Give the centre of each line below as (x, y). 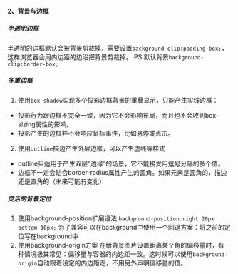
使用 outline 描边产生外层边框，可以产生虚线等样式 (91, 148)
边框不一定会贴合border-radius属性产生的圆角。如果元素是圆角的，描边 (122, 172)
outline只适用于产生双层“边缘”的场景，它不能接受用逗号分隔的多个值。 (121, 163)
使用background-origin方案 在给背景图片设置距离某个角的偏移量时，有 (121, 245)
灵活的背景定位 (29, 199)
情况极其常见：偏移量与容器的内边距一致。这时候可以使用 (108, 254)
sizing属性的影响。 (45, 124)
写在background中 (51, 236)
